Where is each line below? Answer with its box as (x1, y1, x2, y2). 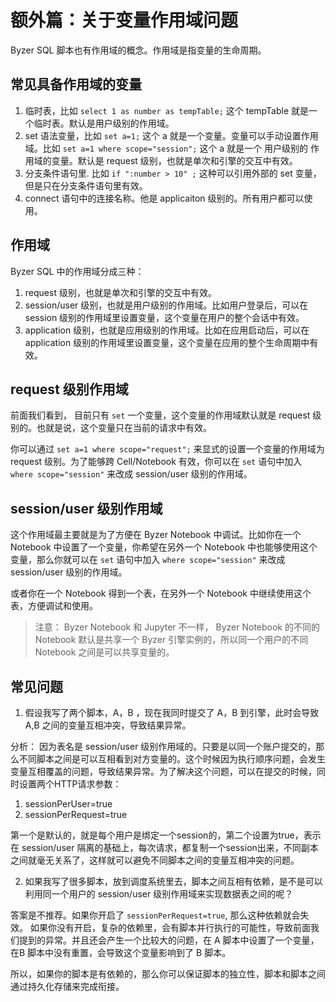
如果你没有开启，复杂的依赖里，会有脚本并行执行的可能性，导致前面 (29, 922, 311, 933)
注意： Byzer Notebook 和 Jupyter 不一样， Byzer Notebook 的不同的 (34, 621, 320, 633)
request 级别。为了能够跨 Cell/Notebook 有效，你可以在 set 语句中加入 (10, 456, 303, 468)
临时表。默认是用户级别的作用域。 (33, 117, 175, 129)
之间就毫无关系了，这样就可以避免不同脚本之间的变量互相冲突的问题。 (10, 854, 300, 866)
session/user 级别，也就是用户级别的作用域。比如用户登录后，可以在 (24, 299, 309, 311)
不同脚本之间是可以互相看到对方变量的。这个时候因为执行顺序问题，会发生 (18, 753, 326, 765)
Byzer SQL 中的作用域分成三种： (10, 265, 145, 277)
